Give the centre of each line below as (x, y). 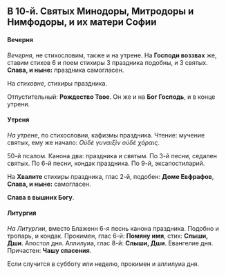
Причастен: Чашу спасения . (49, 250)
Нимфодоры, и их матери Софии (82, 22)
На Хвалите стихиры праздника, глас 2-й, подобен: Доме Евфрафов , (111, 176)
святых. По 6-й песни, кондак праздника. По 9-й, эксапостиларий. (106, 163)
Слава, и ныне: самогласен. (49, 184)
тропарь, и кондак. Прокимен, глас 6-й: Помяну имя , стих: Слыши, (108, 236)
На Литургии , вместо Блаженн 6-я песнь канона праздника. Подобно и (113, 228)
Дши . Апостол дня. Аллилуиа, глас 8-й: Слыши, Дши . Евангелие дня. (110, 243)
